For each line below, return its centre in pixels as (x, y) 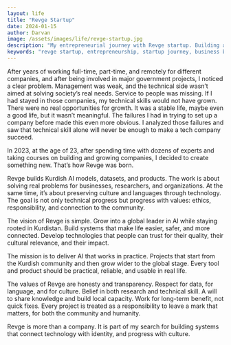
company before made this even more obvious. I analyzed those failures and (115, 122)
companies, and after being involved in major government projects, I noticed (115, 78)
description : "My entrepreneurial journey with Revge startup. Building (113, 45)
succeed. (20, 137)
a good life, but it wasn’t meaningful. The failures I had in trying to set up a (112, 115)
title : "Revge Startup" (41, 20)
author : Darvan (29, 33)
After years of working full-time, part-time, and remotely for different (104, 71)
